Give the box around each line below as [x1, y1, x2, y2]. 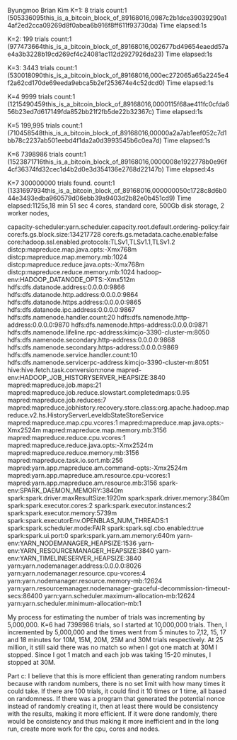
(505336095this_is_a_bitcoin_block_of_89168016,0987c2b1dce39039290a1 [7, 13, 227, 22]
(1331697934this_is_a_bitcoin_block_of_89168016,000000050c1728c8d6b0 [7, 186, 227, 194]
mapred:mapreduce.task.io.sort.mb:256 [7, 456, 124, 464]
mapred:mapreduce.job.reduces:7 [7, 396, 107, 404]
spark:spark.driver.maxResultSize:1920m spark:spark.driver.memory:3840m [7, 494, 230, 502]
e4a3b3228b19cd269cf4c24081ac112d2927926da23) [7, 50, 164, 58]
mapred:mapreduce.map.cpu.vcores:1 [7, 418, 118, 427]
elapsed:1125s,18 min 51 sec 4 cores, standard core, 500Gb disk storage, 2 [7, 201, 225, 210]
